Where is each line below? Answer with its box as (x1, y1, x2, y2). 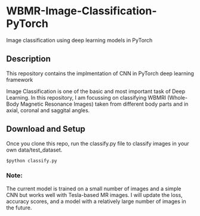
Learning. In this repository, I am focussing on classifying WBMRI (6, 94, 166, 101)
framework (6, 76, 33, 83)
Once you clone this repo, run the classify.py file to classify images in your (6, 140, 189, 147)
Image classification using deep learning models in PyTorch (6, 36, 153, 44)
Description (6, 54, 51, 64)
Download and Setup (6, 124, 85, 134)
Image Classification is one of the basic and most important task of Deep (6, 88, 186, 95)
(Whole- (167, 94, 188, 101)
